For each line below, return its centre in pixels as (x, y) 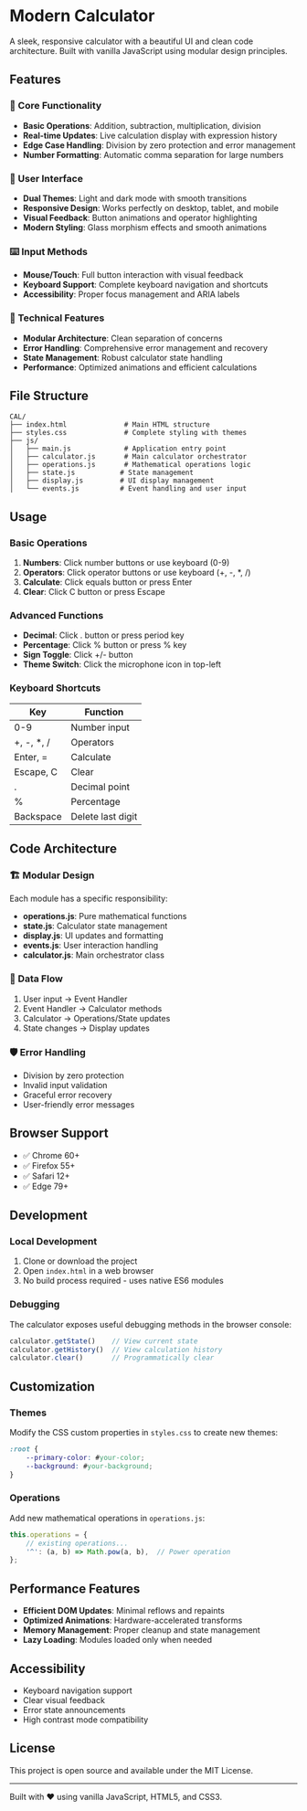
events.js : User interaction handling (90, 946)
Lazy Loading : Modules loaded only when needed (117, 1640)
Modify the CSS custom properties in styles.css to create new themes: (144, 1432)
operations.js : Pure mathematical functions (105, 916)
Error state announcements (74, 1710)
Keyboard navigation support (77, 1690)
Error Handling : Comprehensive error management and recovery (145, 347)
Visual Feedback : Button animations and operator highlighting (140, 217)
